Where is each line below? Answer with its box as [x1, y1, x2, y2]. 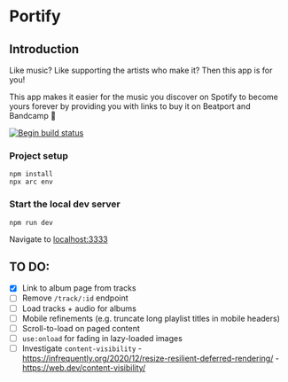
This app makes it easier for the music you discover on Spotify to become [9, 91, 279, 102]
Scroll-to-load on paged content [21, 323, 140, 333]
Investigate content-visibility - [21, 343, 142, 354]
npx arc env [9, 177, 53, 187]
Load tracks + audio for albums [21, 303, 137, 314]
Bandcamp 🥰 [9, 111, 56, 121]
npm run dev [9, 218, 53, 227]
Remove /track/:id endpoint [21, 292, 128, 303]
